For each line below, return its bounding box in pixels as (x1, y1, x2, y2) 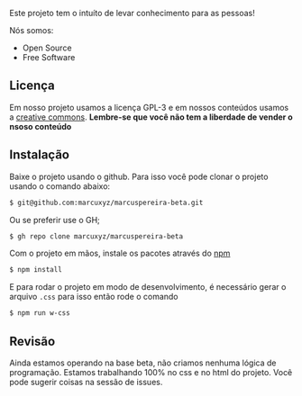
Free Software (22, 52, 76, 62)
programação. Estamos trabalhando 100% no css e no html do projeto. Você (9, 366, 293, 377)
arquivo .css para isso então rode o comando (9, 292, 178, 302)
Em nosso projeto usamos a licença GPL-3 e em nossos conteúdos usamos (9, 102, 289, 112)
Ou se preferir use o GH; (9, 214, 101, 225)
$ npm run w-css (9, 309, 70, 318)
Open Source (22, 42, 72, 53)
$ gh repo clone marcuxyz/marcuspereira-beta (9, 231, 183, 241)
